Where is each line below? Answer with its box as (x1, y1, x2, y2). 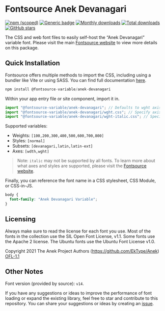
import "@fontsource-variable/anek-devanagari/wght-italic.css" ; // (5, 114, 148, 119)
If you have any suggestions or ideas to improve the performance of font (5, 290, 152, 296)
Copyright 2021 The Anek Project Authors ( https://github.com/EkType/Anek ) (5, 248, 160, 254)
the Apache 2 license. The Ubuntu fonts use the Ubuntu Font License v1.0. (5, 238, 156, 244)
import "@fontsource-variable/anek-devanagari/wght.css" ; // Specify (5, 109, 151, 115)
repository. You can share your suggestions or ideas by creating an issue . (5, 300, 154, 306)
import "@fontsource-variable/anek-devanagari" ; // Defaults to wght (5, 105, 151, 110)
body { (5, 192, 19, 197)
